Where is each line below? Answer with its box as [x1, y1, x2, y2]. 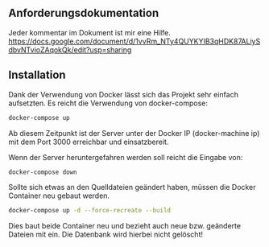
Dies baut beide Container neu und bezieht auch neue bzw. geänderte [8, 221, 242, 231]
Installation [8, 68, 66, 82]
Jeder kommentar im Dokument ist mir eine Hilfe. [8, 27, 172, 37]
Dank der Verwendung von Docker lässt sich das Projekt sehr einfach [8, 89, 239, 99]
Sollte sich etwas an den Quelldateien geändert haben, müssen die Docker [8, 183, 256, 192]
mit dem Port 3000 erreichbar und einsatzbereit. [8, 137, 169, 146]
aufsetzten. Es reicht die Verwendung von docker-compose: [8, 98, 208, 108]
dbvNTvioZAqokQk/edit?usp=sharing [8, 44, 132, 55]
